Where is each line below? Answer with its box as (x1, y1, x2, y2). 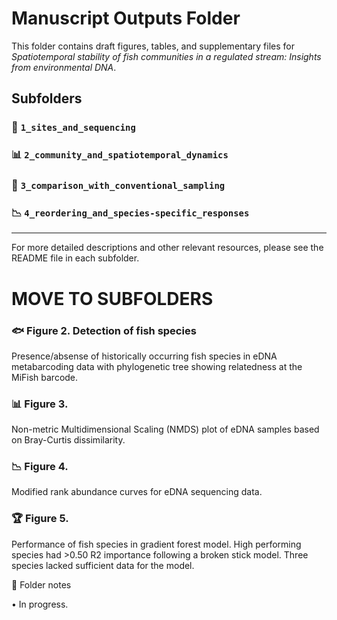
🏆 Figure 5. (11, 512, 69, 526)
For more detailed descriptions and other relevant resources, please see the (11, 242, 324, 254)
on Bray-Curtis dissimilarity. (11, 434, 126, 446)
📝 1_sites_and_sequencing (11, 120, 136, 134)
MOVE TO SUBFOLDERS (11, 287, 214, 310)
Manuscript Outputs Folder (11, 7, 241, 30)
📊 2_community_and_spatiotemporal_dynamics (11, 148, 229, 162)
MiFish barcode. (11, 371, 79, 383)
